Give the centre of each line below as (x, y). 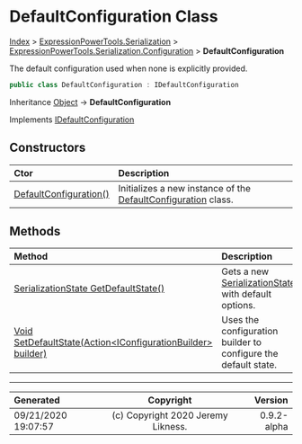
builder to (242, 342)
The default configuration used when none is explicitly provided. (129, 68)
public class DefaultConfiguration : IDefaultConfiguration (124, 84)
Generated (37, 400)
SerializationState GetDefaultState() (89, 289)
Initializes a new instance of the (185, 188)
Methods (35, 231)
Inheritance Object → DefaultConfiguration (90, 102)
